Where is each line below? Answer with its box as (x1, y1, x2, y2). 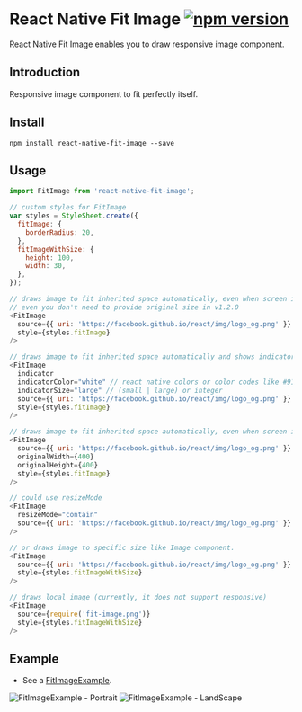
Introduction (9, 65, 81, 80)
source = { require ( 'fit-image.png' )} (17, 610, 151, 619)
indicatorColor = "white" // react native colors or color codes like (17, 378, 280, 387)
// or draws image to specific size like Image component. (9, 543, 235, 552)
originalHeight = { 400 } (17, 460, 99, 469)
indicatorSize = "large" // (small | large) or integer (17, 386, 223, 395)
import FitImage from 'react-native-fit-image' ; (9, 187, 195, 196)
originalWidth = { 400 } (17, 452, 94, 461)
